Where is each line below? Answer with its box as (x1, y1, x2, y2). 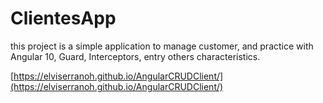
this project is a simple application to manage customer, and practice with (10, 40, 314, 52)
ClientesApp (10, 7, 117, 30)
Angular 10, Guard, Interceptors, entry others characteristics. (10, 50, 261, 62)
